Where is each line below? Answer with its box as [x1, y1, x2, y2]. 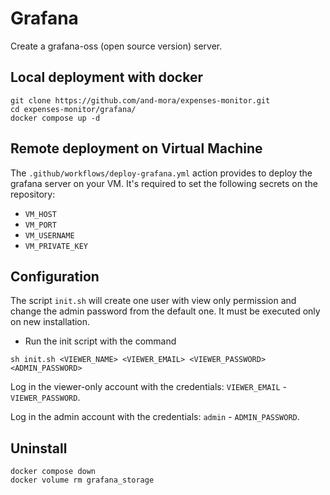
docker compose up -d [10, 113, 101, 123]
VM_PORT [24, 220, 57, 230]
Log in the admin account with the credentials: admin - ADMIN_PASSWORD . [10, 411, 300, 423]
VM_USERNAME [24, 230, 75, 241]
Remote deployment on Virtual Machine [10, 140, 263, 157]
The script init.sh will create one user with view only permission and [10, 295, 297, 307]
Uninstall [10, 440, 68, 457]
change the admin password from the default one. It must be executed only [10, 305, 321, 317]
